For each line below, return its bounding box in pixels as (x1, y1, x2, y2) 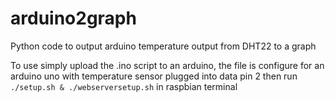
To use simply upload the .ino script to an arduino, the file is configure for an (10, 59, 325, 71)
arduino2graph (10, 7, 137, 30)
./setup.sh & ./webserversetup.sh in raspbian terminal (10, 80, 238, 92)
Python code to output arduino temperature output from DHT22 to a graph (10, 40, 317, 52)
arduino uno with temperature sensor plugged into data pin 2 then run (10, 70, 298, 82)
